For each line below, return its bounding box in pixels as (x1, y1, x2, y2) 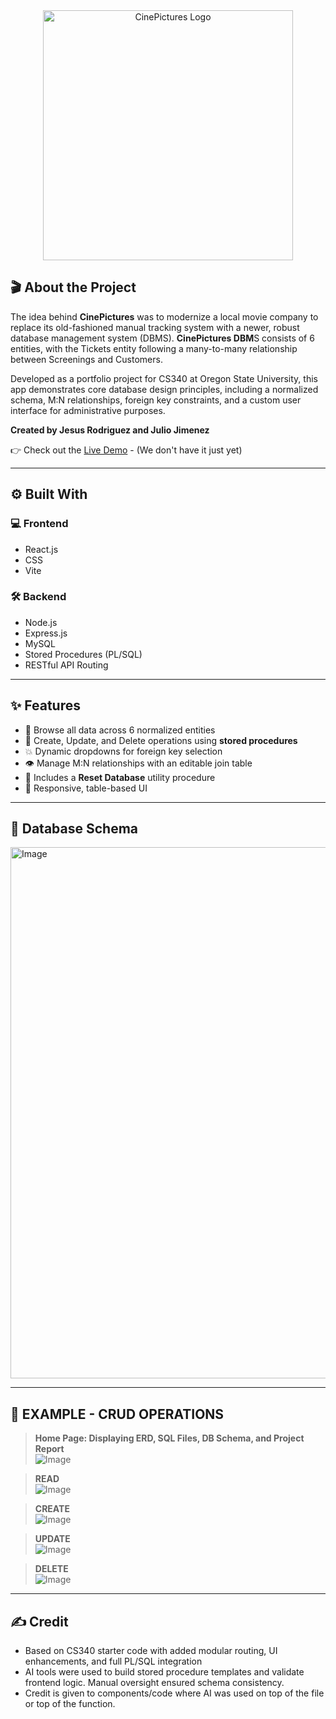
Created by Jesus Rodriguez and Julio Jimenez (10, 424, 210, 436)
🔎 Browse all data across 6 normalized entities (24, 724, 216, 736)
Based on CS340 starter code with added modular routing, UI (24, 1645, 278, 1657)
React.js (24, 543, 59, 555)
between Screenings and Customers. (10, 353, 163, 365)
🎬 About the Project (10, 279, 137, 296)
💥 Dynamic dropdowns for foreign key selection (24, 745, 223, 757)
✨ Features (10, 697, 81, 714)
